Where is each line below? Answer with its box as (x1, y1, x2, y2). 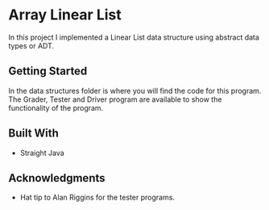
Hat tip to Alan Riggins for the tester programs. (19, 192, 176, 203)
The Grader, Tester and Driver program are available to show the (8, 94, 222, 104)
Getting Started (8, 65, 88, 78)
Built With (8, 127, 59, 141)
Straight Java (19, 148, 64, 157)
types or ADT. (8, 40, 55, 50)
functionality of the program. (8, 103, 104, 112)
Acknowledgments (8, 171, 106, 185)
